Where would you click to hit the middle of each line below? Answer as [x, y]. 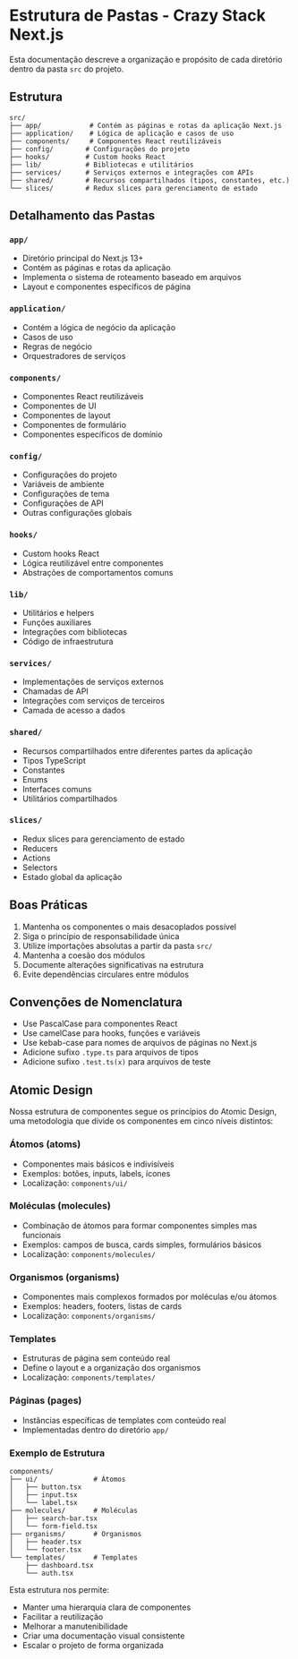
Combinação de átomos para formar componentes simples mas [140, 1225]
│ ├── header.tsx [46, 1542]
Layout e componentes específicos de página [106, 286]
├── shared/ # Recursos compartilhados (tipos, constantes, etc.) [150, 180]
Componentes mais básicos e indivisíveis [98, 1164]
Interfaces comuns [57, 789]
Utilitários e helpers [58, 612]
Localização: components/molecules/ [89, 1253]
